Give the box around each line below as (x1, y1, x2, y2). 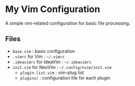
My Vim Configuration (5, 4, 100, 15)
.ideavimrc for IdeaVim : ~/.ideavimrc (12, 59, 92, 65)
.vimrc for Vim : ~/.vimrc (12, 53, 65, 59)
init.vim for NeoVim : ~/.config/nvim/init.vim (12, 64, 112, 70)
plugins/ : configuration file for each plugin (20, 74, 110, 81)
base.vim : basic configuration (12, 48, 75, 54)
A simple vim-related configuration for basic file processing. (5, 20, 130, 26)
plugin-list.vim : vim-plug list (20, 69, 84, 75)
